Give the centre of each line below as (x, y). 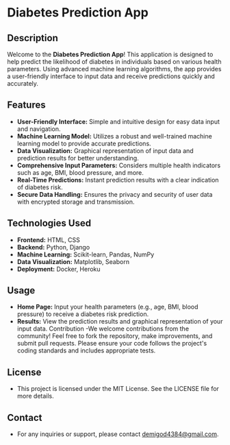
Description (33, 38)
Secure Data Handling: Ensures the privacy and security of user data (115, 194)
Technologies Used (49, 223)
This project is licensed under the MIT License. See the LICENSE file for (118, 389)
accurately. (23, 83)
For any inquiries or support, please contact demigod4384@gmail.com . (118, 434)
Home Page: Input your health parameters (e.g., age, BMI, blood (107, 307)
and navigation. (39, 129)
